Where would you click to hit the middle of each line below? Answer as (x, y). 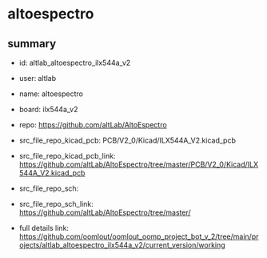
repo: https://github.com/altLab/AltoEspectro (93, 125)
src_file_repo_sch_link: (56, 204)
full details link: (44, 228)
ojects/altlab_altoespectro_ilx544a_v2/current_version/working (122, 245)
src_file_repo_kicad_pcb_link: (67, 156)
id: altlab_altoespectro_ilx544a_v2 (75, 62)
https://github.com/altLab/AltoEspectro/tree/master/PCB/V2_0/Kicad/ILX (139, 164)
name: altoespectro (51, 94)
